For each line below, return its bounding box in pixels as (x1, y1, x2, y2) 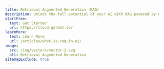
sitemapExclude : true (5, 57, 49, 62)
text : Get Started (9, 20, 47, 26)
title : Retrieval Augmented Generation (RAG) (5, 7, 99, 12)
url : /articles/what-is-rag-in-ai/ (9, 39, 82, 44)
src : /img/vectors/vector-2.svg (9, 48, 76, 52)
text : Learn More (9, 34, 45, 39)
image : (5, 43, 19, 48)
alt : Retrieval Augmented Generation (9, 52, 86, 57)
